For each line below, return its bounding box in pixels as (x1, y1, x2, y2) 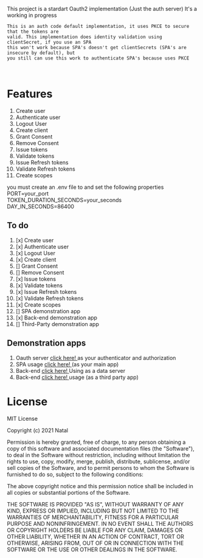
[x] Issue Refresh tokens (15, 288, 77, 295)
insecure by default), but (7, 50, 75, 56)
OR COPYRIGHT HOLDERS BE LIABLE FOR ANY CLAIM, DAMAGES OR (7, 526, 183, 534)
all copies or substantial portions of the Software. (7, 489, 130, 496)
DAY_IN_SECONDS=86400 (7, 203, 75, 210)
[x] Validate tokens (15, 282, 63, 289)
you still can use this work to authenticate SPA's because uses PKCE (7, 55, 190, 61)
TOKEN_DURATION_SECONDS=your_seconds (7, 196, 122, 203)
